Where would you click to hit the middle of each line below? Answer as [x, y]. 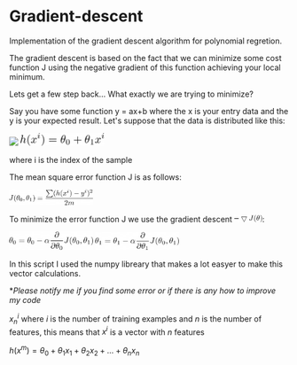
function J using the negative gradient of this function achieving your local [145, 67]
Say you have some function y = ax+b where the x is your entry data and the [149, 111]
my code [25, 300]
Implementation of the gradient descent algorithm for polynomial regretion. [146, 41]
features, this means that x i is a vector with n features [107, 331]
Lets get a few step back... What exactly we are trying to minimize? [132, 94]
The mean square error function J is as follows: [95, 177]
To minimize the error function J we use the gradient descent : [137, 220]
